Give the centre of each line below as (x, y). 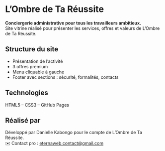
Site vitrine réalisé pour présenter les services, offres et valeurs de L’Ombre (82, 28)
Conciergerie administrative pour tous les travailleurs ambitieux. (73, 23)
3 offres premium (30, 66)
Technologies (27, 93)
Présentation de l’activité (38, 61)
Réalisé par (23, 120)
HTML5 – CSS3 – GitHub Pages (37, 105)
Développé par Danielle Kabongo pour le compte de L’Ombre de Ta (74, 133)
